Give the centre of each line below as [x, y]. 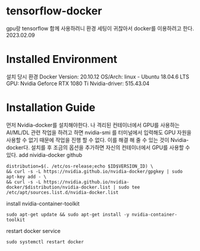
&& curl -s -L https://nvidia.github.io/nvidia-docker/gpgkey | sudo [95, 171]
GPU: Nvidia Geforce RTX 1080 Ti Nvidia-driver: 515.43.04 [78, 83]
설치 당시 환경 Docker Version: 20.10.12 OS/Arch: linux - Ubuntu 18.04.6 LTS [98, 77]
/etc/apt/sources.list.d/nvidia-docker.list [62, 192]
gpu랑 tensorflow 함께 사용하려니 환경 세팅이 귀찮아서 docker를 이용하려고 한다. [100, 28]
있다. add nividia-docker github [44, 155]
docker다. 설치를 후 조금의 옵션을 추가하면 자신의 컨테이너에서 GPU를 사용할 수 [98, 147]
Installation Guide [51, 108]
